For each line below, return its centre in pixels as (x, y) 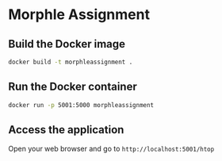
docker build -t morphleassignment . (71, 62)
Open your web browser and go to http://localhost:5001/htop (111, 149)
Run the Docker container (73, 87)
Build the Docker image (67, 44)
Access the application (66, 130)
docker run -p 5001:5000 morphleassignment (81, 105)
